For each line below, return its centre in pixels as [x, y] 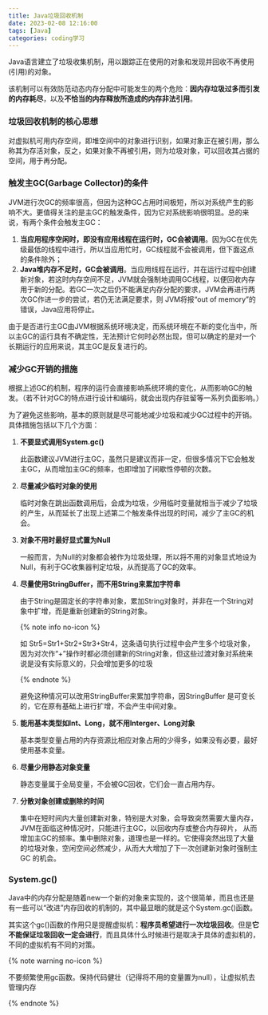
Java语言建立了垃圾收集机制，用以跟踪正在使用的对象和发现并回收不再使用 [132, 62]
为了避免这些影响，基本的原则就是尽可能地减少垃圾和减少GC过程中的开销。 [132, 415]
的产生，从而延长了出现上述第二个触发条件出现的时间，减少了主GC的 [133, 513]
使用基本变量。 [44, 750]
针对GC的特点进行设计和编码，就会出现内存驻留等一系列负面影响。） [151, 398]
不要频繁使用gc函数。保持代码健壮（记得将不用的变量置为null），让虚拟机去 [132, 977]
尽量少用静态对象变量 [55, 767]
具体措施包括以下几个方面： [54, 425]
